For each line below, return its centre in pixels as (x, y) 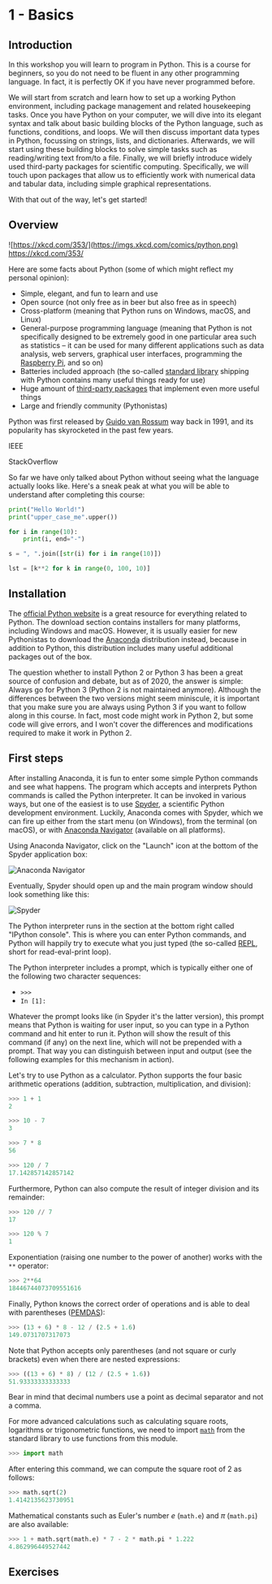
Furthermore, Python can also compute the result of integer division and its (134, 1188)
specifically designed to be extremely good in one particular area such (138, 336)
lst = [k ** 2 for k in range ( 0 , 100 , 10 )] (80, 569)
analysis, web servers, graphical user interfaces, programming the (131, 354)
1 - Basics (41, 15)
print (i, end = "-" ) (54, 539)
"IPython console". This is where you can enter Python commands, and (127, 934)
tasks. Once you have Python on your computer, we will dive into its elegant (135, 115)
